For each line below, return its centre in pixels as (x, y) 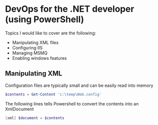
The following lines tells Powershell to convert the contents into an (72, 103)
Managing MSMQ (30, 53)
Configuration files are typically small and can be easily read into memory (79, 85)
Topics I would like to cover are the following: (51, 33)
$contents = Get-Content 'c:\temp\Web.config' (53, 94)
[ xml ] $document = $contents (35, 118)
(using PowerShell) (45, 19)
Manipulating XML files (35, 42)
